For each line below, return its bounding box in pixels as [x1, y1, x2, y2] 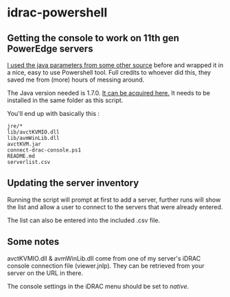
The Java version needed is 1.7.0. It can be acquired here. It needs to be [7, 89, 211, 97]
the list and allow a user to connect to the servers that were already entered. [7, 202, 223, 211]
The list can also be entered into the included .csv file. [7, 216, 161, 224]
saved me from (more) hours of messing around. [7, 75, 145, 84]
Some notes [7, 236, 60, 248]
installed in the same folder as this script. [7, 96, 124, 104]
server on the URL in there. [7, 269, 84, 277]
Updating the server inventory [7, 177, 139, 189]
